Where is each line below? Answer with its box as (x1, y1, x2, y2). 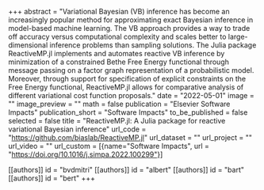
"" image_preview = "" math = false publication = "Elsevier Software (8, 99, 231, 108)
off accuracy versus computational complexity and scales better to (8, 32, 227, 41)
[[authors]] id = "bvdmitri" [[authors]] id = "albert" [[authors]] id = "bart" (8, 165, 244, 174)
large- (228, 32, 248, 41)
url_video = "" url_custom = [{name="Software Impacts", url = (8, 142, 210, 150)
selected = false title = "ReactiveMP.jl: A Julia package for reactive (8, 116, 226, 125)
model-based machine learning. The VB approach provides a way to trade (8, 24, 251, 32)
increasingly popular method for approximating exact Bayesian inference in (8, 15, 254, 25)
